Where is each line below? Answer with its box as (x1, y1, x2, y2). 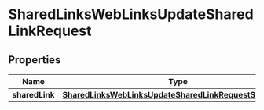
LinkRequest (8, 22, 92, 40)
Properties (8, 53, 61, 66)
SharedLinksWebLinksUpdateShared (8, 5, 254, 23)
